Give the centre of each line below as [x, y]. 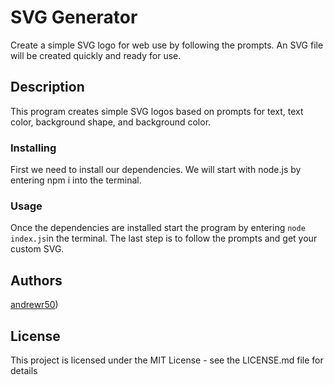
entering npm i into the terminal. [76, 180]
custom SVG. [37, 249]
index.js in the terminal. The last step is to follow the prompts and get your [164, 238]
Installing [33, 148]
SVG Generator [74, 17]
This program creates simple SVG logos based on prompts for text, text [157, 111]
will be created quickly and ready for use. [96, 55]
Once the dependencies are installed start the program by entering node [158, 228]
